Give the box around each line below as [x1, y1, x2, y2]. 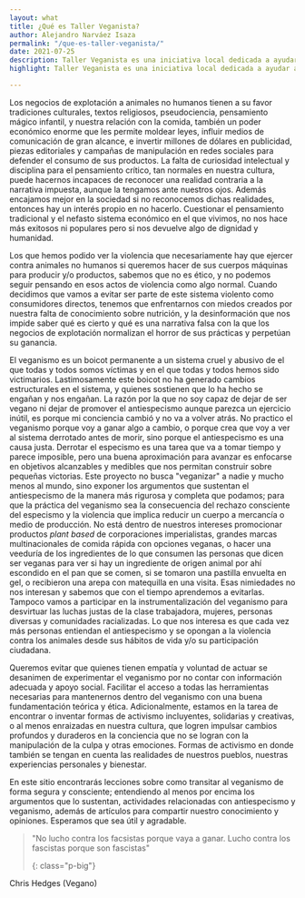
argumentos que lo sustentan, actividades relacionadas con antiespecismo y [9, 795, 296, 806]
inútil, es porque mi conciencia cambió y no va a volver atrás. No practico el [9, 412, 293, 423]
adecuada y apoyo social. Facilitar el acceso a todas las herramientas [9, 681, 270, 692]
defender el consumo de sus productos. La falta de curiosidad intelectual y [9, 155, 290, 166]
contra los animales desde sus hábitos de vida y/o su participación [9, 634, 259, 646]
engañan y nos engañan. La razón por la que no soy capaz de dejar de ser [9, 393, 288, 404]
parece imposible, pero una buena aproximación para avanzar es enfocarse [9, 451, 292, 462]
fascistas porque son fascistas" [31, 843, 150, 853]
